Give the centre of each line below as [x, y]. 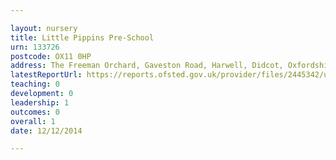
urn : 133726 [35, 47]
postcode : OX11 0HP [51, 56]
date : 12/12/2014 [46, 131]
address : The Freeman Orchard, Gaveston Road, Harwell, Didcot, [147, 66]
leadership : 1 [40, 102]
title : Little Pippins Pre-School [82, 37]
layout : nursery [44, 28]
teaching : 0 [35, 84]
